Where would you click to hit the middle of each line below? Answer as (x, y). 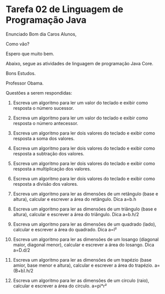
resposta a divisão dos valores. (46, 184)
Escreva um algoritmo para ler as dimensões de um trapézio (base (82, 260)
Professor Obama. (25, 83)
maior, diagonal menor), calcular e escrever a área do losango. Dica (84, 244)
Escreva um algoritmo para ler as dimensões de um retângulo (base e (86, 194)
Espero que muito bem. (30, 54)
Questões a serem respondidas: (39, 93)
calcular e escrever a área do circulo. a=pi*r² (60, 286)
